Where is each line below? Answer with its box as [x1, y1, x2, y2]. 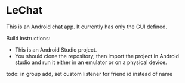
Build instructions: [6, 34, 51, 41]
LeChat [6, 4, 43, 17]
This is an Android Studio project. [14, 46, 97, 53]
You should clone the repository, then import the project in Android [14, 52, 180, 59]
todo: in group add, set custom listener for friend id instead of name [6, 70, 173, 77]
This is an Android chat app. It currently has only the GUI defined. [6, 23, 168, 30]
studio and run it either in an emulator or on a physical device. [14, 59, 167, 66]
